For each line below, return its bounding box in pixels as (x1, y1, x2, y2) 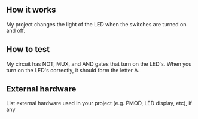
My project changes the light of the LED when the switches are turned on (6, 20, 187, 28)
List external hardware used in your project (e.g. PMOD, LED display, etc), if (6, 100, 193, 107)
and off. (6, 27, 26, 34)
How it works (6, 5, 56, 15)
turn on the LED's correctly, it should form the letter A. (6, 66, 140, 74)
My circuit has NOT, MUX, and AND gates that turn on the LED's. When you (6, 60, 192, 68)
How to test (6, 44, 50, 54)
